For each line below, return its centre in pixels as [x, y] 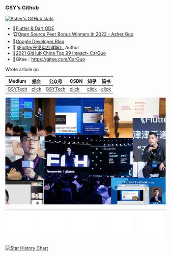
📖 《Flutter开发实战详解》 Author [46, 48]
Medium [17, 81]
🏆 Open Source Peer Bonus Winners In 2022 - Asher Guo [73, 34]
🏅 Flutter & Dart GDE [33, 28]
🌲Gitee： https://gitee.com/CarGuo [49, 59]
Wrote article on [22, 70]
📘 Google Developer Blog [38, 42]
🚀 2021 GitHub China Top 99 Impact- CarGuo [59, 53]
